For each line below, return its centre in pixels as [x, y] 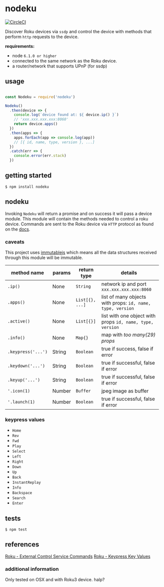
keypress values [25, 419]
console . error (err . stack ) [40, 156]
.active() [19, 321]
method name [28, 273]
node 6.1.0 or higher [34, 55]
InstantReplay [26, 483]
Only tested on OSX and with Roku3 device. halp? [55, 580]
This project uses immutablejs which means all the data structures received [81, 252]
